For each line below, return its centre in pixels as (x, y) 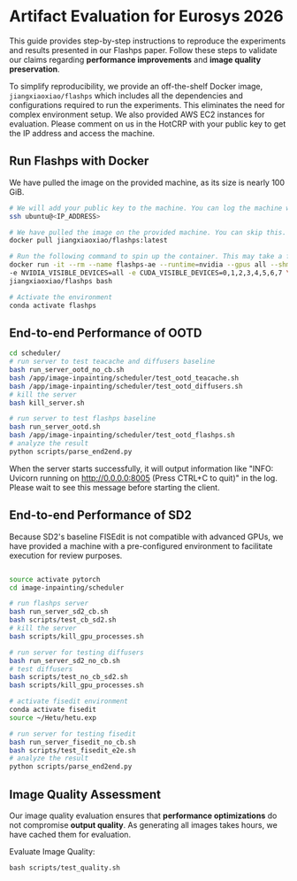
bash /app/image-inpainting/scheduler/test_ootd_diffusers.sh (126, 386)
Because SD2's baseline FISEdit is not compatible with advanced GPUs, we (146, 537)
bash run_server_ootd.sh (55, 427)
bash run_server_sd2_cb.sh (59, 612)
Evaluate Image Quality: (52, 851)
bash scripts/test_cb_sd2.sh (63, 620)
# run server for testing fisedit (73, 734)
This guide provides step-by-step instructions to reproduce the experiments (148, 41)
